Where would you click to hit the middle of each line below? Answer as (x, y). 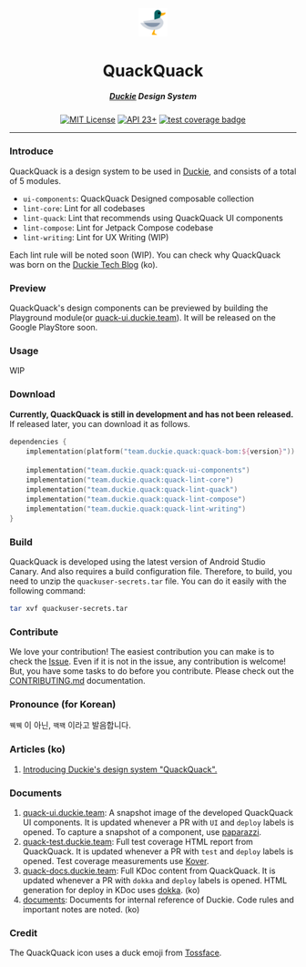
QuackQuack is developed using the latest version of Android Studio (138, 561)
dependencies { (38, 442)
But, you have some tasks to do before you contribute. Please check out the (152, 671)
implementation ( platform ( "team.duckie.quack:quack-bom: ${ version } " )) (161, 451)
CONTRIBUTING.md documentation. (77, 681)
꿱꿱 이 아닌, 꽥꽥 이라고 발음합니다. (71, 725)
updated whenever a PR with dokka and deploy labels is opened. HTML (155, 880)
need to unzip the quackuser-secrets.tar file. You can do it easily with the (148, 581)
